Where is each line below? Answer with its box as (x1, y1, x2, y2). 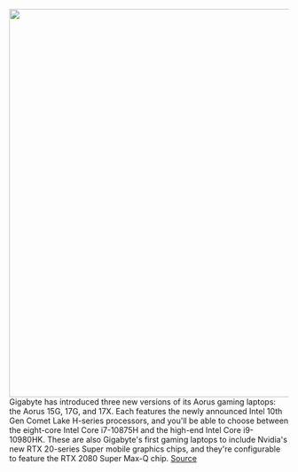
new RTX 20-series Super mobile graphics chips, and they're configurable (9, 444, 281, 454)
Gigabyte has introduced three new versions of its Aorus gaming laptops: (9, 397, 277, 407)
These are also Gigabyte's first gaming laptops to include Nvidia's (47, 435, 288, 444)
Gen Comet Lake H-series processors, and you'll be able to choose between (9, 415, 289, 426)
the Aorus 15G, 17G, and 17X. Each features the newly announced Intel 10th (9, 406, 283, 416)
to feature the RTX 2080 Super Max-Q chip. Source (9, 453, 198, 463)
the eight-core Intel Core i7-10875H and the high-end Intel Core (9, 425, 242, 435)
